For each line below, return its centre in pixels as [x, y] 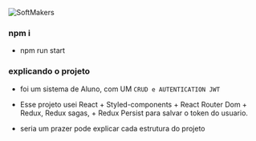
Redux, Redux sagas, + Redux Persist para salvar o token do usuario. [134, 113]
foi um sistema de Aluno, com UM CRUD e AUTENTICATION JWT [120, 89]
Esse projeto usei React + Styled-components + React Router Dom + [133, 104]
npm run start [43, 50]
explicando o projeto [49, 71]
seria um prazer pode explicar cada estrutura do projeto [112, 128]
